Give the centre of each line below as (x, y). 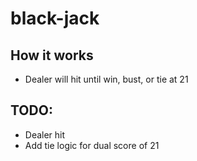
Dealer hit (45, 134)
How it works (52, 55)
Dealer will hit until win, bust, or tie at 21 (106, 79)
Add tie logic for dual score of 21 (92, 145)
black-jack (55, 18)
